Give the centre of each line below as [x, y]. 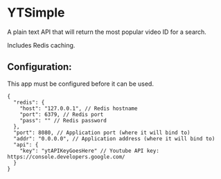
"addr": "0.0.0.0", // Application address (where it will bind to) [114, 139]
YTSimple [36, 13]
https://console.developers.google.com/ [67, 157]
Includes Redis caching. [41, 45]
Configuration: [39, 67]
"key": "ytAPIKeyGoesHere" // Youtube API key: [89, 151]
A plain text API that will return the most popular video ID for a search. [107, 32]
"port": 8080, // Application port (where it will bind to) [102, 133]
